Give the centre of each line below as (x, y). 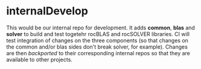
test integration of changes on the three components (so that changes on (97, 40)
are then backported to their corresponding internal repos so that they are (98, 53)
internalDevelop (47, 11)
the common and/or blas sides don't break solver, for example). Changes (97, 47)
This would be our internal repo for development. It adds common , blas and (101, 28)
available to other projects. (39, 59)
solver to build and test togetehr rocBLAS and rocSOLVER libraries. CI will (98, 34)
